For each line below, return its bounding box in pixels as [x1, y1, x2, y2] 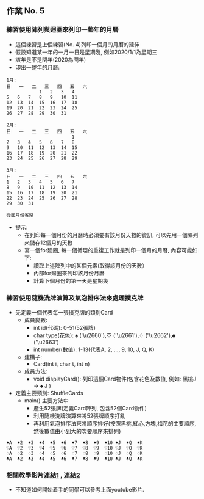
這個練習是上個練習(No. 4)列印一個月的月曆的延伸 [15, 40, 140, 48]
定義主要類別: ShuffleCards [15, 389, 83, 396]
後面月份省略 [6, 212, 34, 218]
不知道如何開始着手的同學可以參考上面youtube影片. [15, 486, 144, 494]
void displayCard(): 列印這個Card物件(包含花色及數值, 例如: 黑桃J [33, 375, 197, 382]
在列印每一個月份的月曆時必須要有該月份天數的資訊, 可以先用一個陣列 [24, 231, 199, 238]
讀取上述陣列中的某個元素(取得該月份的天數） [33, 261, 148, 269]
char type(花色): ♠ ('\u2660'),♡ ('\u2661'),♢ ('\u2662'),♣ [33, 332, 176, 339]
